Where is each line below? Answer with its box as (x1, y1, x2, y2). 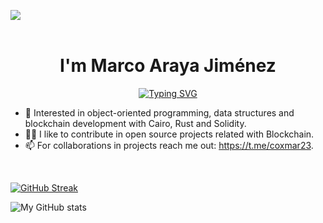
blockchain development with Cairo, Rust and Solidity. (24, 117, 247, 129)
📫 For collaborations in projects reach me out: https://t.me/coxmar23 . (24, 139, 314, 151)
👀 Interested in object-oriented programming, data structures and (24, 106, 295, 119)
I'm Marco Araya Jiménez (59, 55, 277, 77)
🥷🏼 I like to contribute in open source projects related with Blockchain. (24, 128, 315, 140)
